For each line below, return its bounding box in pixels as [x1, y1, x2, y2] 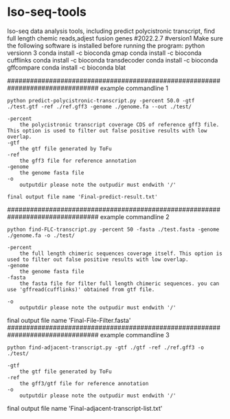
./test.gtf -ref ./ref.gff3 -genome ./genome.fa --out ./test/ [7, 103, 192, 110]
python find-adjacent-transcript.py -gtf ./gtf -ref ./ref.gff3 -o [7, 344, 205, 351]
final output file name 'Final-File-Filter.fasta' [7, 316, 131, 324]
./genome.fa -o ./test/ [7, 231, 76, 239]
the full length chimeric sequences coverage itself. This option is [19, 250, 223, 257]
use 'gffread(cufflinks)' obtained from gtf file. [7, 286, 155, 293]
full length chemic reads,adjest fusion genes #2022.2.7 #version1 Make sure [7, 34, 223, 42]
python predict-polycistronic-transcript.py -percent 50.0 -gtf [7, 97, 195, 104]
